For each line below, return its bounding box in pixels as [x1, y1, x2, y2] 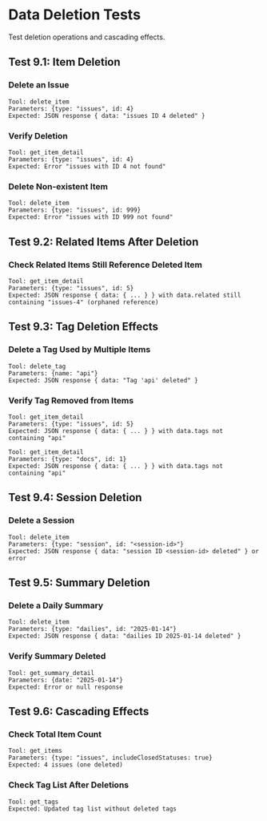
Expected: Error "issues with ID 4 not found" [8, 162, 166, 170]
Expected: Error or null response [8, 683, 124, 691]
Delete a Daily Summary [8, 600, 104, 611]
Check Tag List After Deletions [8, 779, 130, 791]
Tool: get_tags [8, 798, 59, 806]
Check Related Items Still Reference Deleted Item [8, 259, 202, 270]
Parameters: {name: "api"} [8, 369, 98, 378]
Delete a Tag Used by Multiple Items [8, 344, 151, 355]
